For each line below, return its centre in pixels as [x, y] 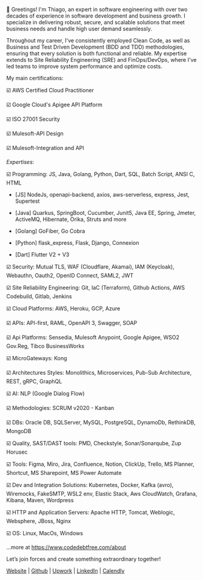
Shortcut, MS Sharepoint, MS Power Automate [64, 473]
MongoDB [19, 431]
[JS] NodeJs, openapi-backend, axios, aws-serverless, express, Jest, [102, 195]
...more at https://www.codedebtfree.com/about [66, 547]
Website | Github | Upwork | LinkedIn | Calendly [65, 571]
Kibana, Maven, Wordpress [40, 500]
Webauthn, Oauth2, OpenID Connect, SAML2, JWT [70, 275]
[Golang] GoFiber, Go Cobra [50, 231]
